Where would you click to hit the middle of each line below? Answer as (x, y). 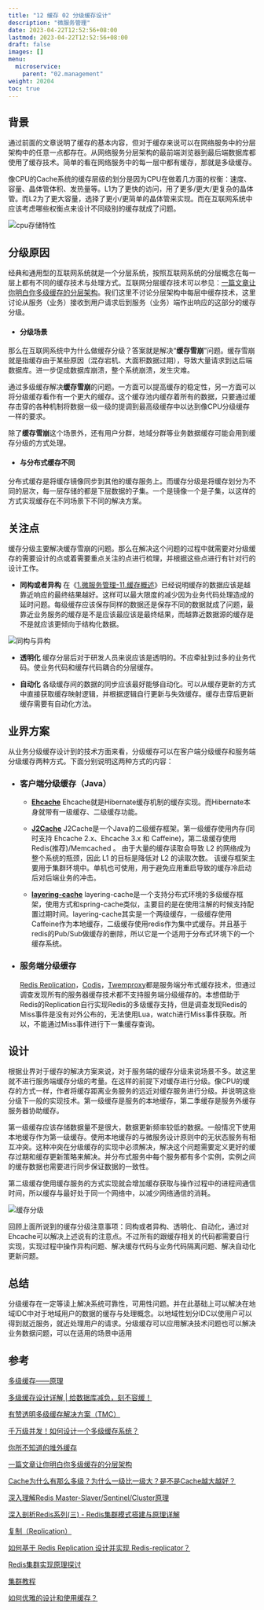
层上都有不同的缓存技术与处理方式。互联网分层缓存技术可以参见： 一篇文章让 (132, 283)
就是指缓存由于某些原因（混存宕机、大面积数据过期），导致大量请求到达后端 (130, 360)
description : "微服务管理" (49, 23)
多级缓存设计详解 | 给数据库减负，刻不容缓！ (80, 1398)
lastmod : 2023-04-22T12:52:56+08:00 (68, 37)
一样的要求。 (29, 417)
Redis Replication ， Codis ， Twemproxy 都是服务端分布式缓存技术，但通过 (137, 984)
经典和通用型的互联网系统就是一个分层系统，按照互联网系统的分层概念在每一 (132, 273)
